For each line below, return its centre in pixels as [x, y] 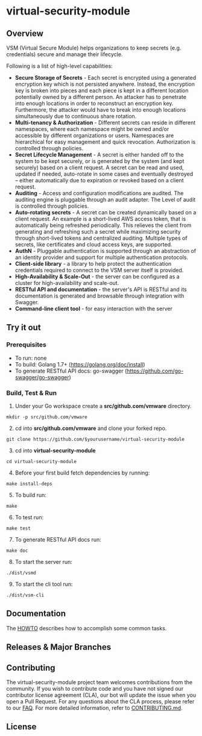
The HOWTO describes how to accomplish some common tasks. [87, 628]
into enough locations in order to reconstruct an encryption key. [94, 103]
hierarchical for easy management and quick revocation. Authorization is [105, 142]
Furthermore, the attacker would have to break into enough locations [100, 110]
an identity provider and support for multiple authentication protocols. [102, 257]
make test [19, 528]
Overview [25, 34]
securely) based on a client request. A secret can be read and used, [99, 168]
